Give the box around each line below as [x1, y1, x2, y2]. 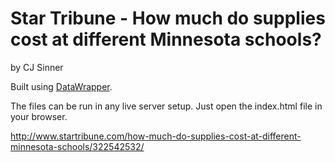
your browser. [10, 110, 68, 122]
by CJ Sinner [10, 61, 64, 73]
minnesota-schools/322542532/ [10, 140, 145, 152]
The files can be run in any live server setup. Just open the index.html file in [10, 100, 323, 112]
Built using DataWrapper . [10, 80, 113, 92]
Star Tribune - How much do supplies [10, 7, 326, 30]
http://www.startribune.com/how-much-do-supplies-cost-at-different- [10, 130, 302, 142]
